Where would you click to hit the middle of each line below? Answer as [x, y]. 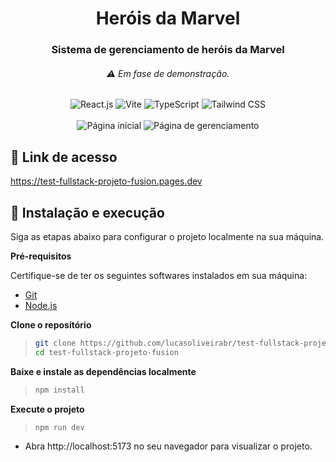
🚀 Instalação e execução [87, 212]
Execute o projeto [47, 409]
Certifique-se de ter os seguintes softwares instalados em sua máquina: [159, 275]
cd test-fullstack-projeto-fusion [106, 352]
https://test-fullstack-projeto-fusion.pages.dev [106, 181]
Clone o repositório [51, 324]
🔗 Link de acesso [64, 157]
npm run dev [59, 427]
